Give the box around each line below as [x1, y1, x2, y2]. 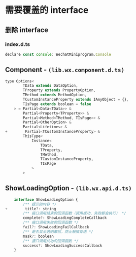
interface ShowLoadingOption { [14, 197, 78, 202]
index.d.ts [5, 40, 31, 47]
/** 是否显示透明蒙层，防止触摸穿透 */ [23, 229, 94, 234]
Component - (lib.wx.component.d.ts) [5, 66, 125, 74]
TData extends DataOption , [23, 83, 78, 88]
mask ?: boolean [23, 234, 54, 239]
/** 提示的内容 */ [23, 202, 57, 207]
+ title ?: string [5, 206, 56, 211]
